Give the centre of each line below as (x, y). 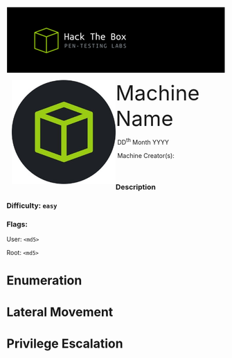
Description (136, 187)
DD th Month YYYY (143, 142)
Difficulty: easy (32, 206)
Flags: (17, 224)
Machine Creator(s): (145, 155)
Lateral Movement (60, 312)
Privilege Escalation (65, 344)
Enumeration (44, 281)
